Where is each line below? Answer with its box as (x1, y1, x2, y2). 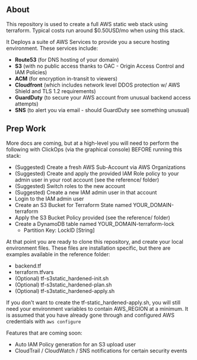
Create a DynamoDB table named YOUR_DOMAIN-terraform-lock (14, 220, 175, 227)
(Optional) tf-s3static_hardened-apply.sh (14, 287, 115, 294)
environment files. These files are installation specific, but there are (6, 244, 171, 251)
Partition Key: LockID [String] (23, 227, 95, 234)
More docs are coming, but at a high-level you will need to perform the (6, 139, 179, 146)
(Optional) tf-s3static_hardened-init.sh (14, 275, 109, 282)
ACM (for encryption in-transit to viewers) (14, 75, 117, 82)
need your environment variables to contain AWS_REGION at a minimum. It (6, 305, 189, 312)
